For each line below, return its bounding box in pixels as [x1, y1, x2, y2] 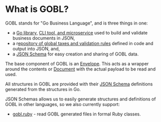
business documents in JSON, [12, 35, 75, 41]
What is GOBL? [5, 3, 69, 15]
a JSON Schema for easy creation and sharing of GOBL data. [12, 51, 139, 57]
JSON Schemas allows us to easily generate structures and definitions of [5, 96, 156, 102]
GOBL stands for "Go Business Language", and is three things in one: [5, 20, 148, 26]
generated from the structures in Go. [5, 86, 81, 92]
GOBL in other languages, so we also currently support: [5, 101, 120, 107]
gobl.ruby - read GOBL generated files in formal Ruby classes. [12, 111, 141, 117]
